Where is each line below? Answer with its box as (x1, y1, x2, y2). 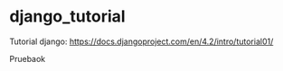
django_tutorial (9, 6, 126, 27)
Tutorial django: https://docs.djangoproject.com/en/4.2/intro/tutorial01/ (9, 36, 274, 47)
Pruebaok (9, 53, 46, 64)
